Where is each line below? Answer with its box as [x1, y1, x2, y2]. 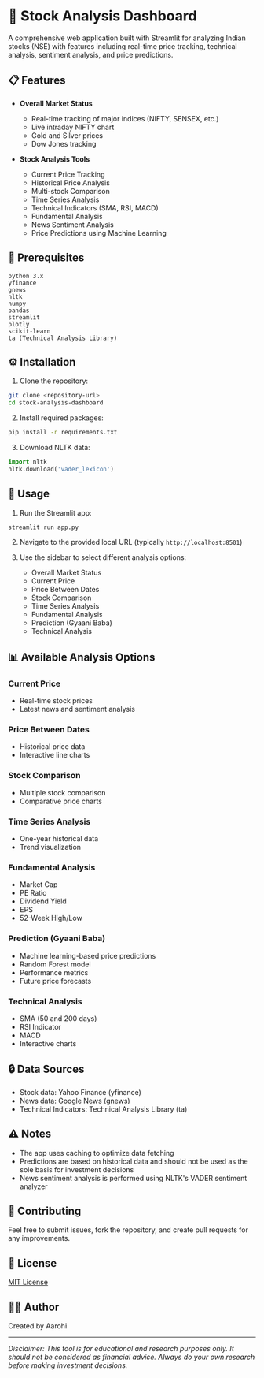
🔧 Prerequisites [8, 251, 85, 265]
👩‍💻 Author [8, 1300, 60, 1313]
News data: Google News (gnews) [19, 1096, 131, 1105]
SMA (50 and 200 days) [19, 1013, 97, 1023]
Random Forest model [19, 959, 92, 969]
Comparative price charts [19, 796, 102, 806]
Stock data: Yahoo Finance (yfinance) [19, 1087, 141, 1097]
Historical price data [19, 742, 86, 751]
